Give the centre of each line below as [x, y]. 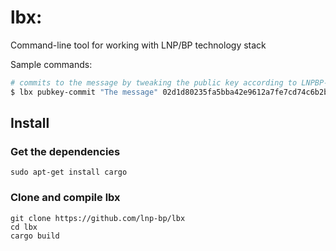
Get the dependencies [65, 151]
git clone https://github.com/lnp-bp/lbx [98, 218]
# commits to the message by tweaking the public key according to [154, 82]
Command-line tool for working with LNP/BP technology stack [138, 45]
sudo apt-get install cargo [69, 172]
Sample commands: [51, 64]
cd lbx [24, 227]
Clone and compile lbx [65, 198]
